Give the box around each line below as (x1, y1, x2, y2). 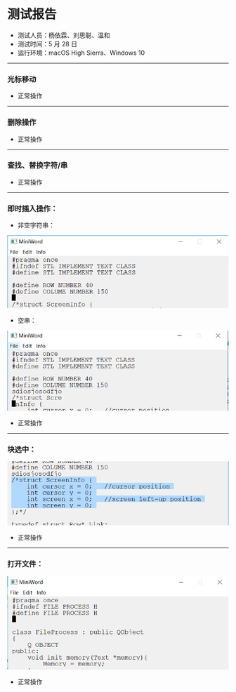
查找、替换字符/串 (7, 161, 68, 171)
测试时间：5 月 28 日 (17, 39, 78, 48)
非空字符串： (17, 221, 55, 229)
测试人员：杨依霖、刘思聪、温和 (17, 31, 110, 39)
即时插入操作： (7, 204, 58, 213)
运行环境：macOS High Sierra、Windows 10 (17, 48, 145, 57)
